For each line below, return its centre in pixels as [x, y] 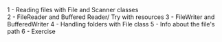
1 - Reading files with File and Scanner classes [73, 10]
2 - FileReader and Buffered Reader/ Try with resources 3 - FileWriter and [111, 17]
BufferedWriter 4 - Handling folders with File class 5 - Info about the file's [111, 24]
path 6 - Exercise [32, 31]
